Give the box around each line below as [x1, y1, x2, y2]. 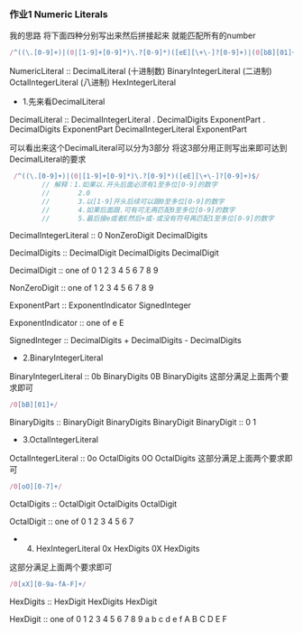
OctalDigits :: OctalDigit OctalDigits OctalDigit [9, 498, 178, 509]
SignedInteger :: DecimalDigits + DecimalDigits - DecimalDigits [9, 335, 242, 346]
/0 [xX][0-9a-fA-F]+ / [9, 580, 87, 589]
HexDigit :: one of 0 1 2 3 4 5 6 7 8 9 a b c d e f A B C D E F [9, 614, 228, 625]
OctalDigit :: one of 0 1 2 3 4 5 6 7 [9, 517, 134, 527]
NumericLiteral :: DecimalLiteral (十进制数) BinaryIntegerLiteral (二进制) [9, 66, 272, 77]
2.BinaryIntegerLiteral [22, 352, 104, 363]
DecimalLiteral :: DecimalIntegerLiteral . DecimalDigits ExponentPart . [9, 115, 266, 126]
